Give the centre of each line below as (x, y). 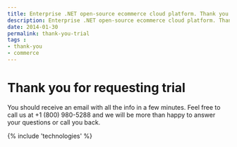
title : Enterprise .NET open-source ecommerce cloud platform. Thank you (118, 14)
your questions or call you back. (54, 122)
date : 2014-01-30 (33, 27)
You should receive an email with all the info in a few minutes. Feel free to (114, 107)
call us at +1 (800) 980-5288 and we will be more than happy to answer (111, 115)
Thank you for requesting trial (96, 88)
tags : (17, 40)
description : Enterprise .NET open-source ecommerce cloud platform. (112, 20)
